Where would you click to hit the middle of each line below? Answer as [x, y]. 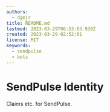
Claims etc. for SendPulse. [39, 104]
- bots [20, 57]
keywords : [19, 46]
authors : [17, 12]
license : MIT [23, 40]
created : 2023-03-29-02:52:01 [44, 35]
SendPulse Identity [55, 87]
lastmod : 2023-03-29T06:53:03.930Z [51, 29]
